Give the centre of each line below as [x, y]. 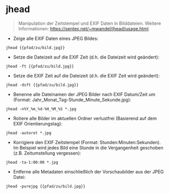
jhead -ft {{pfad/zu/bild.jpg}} [40, 66]
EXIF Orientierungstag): [38, 124]
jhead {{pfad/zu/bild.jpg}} [36, 47]
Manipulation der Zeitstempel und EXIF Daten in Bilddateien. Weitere [90, 23]
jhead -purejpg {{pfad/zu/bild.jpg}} [46, 186]
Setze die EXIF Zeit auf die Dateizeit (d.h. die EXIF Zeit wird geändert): [86, 76]
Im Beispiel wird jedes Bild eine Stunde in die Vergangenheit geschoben [88, 148]
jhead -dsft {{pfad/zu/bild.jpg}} [42, 85]
